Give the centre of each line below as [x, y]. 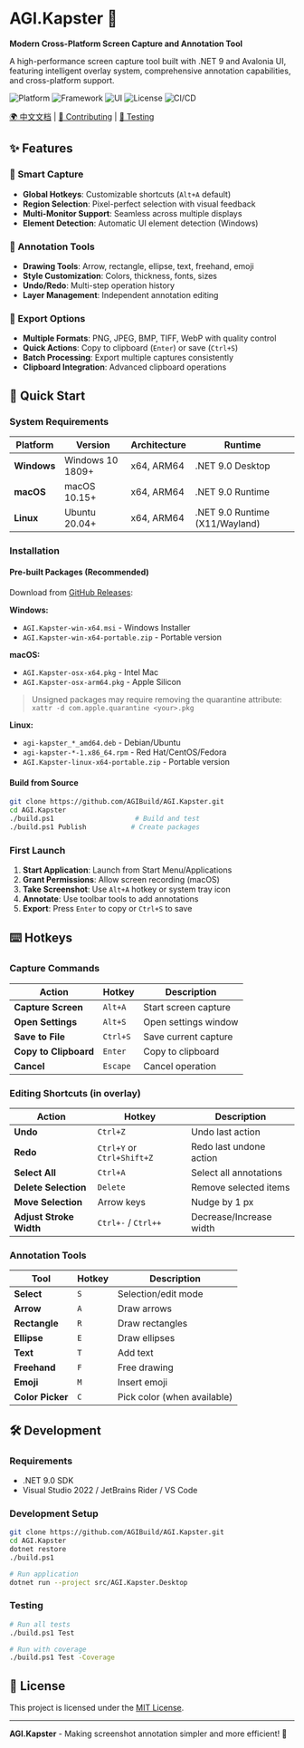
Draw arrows [144, 1309]
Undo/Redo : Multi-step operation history [98, 285]
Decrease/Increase [232, 1217]
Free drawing [145, 1367]
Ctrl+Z [111, 1132]
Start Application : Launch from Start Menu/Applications [127, 870]
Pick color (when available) [175, 1397]
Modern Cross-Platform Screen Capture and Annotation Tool [126, 43]
